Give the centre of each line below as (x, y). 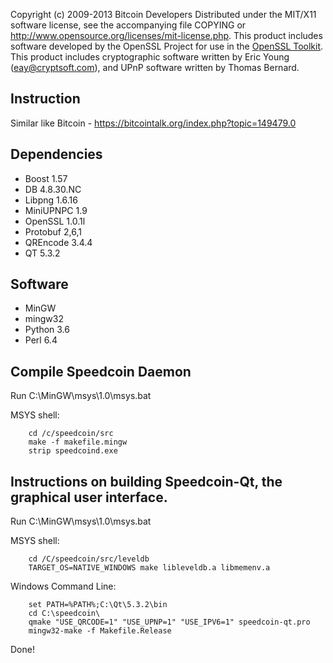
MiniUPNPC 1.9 (56, 210)
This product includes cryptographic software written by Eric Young (150, 57)
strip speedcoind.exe (73, 451)
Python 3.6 (47, 330)
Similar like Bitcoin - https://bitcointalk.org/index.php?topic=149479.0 (153, 123)
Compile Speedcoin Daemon (101, 371)
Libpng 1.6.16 (51, 200)
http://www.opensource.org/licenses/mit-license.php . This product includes (166, 35)
